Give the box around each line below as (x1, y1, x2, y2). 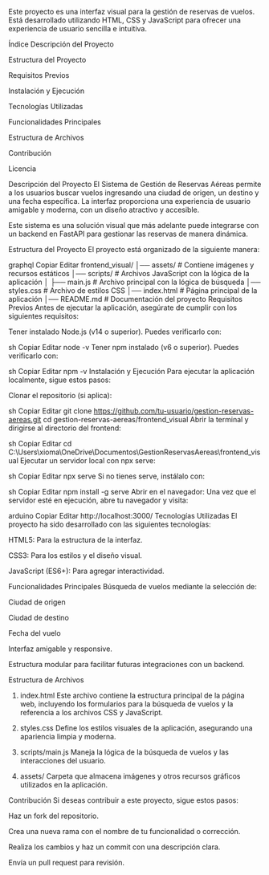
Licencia (8, 164, 36, 173)
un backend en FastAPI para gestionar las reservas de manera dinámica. (8, 229, 249, 238)
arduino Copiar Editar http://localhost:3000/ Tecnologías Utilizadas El (8, 511, 238, 520)
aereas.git (8, 415, 42, 424)
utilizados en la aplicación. (19, 780, 108, 789)
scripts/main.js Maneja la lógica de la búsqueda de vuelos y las (19, 747, 230, 757)
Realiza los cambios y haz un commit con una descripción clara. (8, 842, 221, 852)
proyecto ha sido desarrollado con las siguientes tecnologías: (8, 519, 211, 529)
